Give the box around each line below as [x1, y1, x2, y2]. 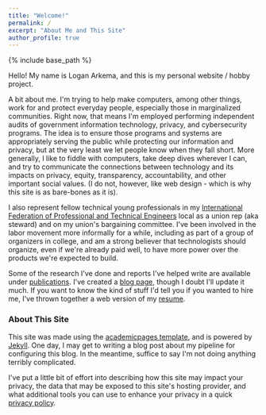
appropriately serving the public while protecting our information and [8, 136, 234, 147]
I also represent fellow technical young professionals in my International [8, 203, 244, 213]
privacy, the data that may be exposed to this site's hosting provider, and [8, 381, 246, 390]
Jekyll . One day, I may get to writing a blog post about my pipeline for [8, 340, 236, 350]
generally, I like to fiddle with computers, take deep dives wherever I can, [8, 154, 248, 163]
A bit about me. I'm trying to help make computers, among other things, [8, 94, 242, 104]
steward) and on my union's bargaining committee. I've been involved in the [8, 220, 256, 229]
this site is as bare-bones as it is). [8, 187, 118, 197]
